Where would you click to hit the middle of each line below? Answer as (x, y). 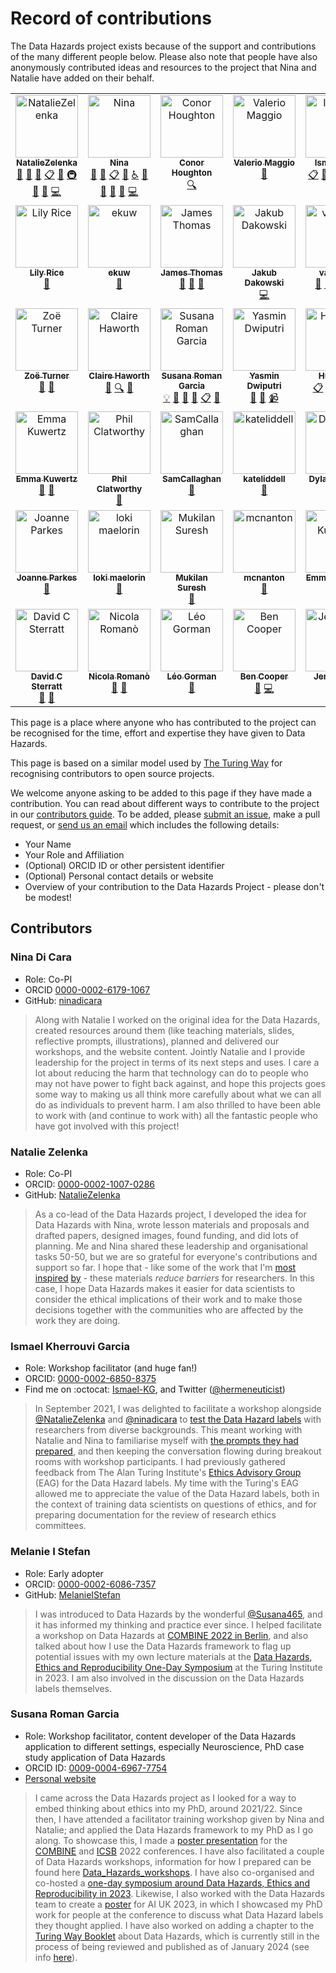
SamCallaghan (192, 478)
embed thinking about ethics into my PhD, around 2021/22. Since (168, 1808)
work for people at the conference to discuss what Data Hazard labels (179, 1914)
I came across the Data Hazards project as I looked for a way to (165, 1798)
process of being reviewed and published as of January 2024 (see (172, 1946)
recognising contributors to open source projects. (112, 773)
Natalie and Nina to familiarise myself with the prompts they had (166, 1441)
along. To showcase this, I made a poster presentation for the (161, 1840)
